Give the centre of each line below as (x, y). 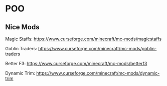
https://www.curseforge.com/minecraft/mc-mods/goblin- (98, 48)
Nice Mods (22, 27)
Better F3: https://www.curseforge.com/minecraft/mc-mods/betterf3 (76, 63)
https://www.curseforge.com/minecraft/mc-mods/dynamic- (98, 73)
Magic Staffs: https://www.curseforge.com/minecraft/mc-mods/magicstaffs (83, 39)
